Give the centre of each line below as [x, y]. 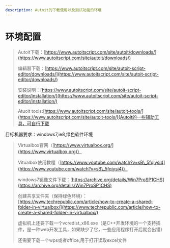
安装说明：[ [30, 90]
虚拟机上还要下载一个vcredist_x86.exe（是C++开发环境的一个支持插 [89, 223]
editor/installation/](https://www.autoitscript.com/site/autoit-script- [88, 95]
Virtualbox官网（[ [36, 145]
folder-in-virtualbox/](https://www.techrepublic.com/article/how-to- [89, 207]
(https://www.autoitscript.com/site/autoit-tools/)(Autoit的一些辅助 [86, 117]
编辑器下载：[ [32, 68]
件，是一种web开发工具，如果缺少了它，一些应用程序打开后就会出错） [91, 229]
